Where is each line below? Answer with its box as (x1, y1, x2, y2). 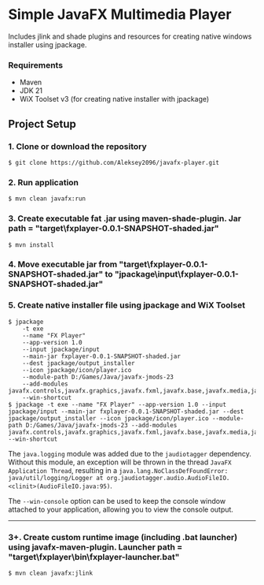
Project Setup (8, 117, 77, 131)
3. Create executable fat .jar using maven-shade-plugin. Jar (8, 213, 242, 224)
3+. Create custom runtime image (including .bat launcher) (8, 531, 238, 542)
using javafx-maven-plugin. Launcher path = (8, 542, 183, 553)
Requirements (8, 59, 64, 70)
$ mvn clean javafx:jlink (8, 569, 93, 577)
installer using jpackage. (8, 39, 87, 49)
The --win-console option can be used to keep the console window (8, 496, 226, 505)
